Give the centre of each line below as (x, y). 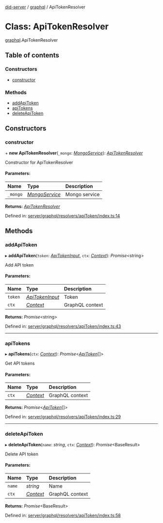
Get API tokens (20, 363)
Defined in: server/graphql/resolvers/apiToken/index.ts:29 (63, 417)
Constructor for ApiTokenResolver (39, 162)
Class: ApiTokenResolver (57, 27)
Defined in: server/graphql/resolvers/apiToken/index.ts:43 (63, 326)
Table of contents (32, 55)
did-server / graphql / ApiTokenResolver (45, 7)
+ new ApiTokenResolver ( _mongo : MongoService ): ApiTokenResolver (74, 153)
